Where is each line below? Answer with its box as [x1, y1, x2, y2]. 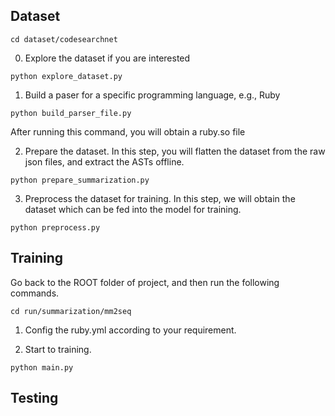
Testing [10, 390, 59, 407]
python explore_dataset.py [10, 71, 123, 81]
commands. [10, 287, 60, 299]
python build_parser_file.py [10, 108, 132, 118]
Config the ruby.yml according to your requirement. [24, 324, 237, 336]
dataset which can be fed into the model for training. [24, 203, 242, 215]
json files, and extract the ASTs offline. [24, 155, 185, 168]
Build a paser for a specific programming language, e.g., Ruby [24, 89, 281, 101]
